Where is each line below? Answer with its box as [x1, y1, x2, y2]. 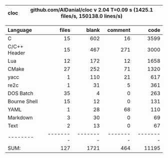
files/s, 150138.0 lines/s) [60, 12, 122, 19]
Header [7, 49, 25, 56]
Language [7, 27, 32, 33]
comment [107, 27, 131, 33]
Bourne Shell [7, 98, 38, 105]
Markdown [7, 114, 33, 121]
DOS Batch [7, 90, 33, 97]
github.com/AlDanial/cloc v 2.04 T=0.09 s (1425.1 [30, 6, 153, 13]
